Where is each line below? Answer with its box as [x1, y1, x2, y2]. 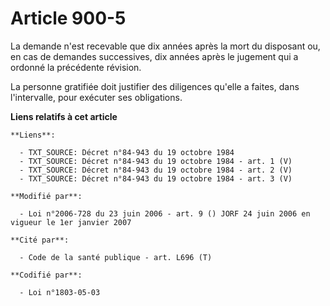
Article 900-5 [10, 7, 127, 30]
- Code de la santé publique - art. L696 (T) [19, 252, 213, 262]
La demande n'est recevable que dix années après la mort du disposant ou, [10, 40, 321, 52]
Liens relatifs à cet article [10, 110, 118, 122]
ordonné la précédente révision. [10, 61, 142, 73]
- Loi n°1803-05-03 [19, 287, 101, 297]
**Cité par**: [10, 235, 70, 245]
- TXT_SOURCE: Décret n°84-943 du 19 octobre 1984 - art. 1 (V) [19, 156, 293, 166]
